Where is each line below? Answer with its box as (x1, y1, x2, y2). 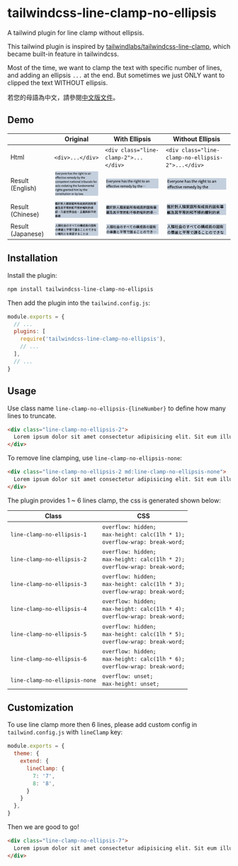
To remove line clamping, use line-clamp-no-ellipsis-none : (7, 454, 183, 462)
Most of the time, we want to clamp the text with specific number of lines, (7, 63, 222, 72)
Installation (7, 252, 58, 264)
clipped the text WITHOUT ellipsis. (7, 78, 108, 86)
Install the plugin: (7, 271, 58, 279)
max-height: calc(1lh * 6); (102, 656, 186, 663)
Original (64, 135, 89, 143)
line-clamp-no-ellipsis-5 (10, 631, 87, 638)
